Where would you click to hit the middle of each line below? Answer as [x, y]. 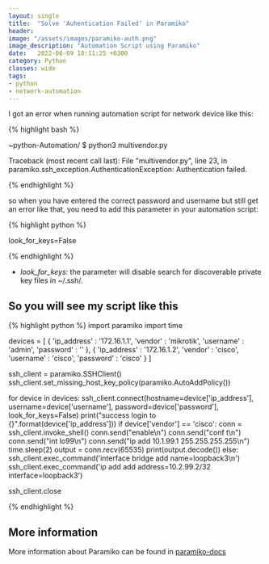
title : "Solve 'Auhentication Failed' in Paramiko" [99, 23]
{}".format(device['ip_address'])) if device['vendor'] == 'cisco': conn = [125, 424]
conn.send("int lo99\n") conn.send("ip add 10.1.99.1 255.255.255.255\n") [129, 441]
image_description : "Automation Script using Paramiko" [104, 46]
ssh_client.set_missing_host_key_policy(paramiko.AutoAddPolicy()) [120, 383]
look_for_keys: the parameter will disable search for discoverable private [141, 272]
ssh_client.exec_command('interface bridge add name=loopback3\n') [124, 458]
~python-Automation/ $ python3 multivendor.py [88, 145]
